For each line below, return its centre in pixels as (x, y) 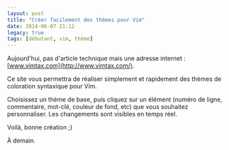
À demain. (22, 140)
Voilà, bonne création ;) (40, 127)
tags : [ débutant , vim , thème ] (50, 39)
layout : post (26, 13)
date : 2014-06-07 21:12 (41, 26)
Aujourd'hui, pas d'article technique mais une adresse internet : (96, 58)
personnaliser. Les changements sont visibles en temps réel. (92, 114)
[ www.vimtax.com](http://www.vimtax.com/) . (71, 66)
